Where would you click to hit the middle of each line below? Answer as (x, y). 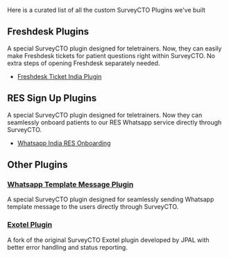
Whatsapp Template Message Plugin (70, 184)
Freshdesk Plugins (48, 31)
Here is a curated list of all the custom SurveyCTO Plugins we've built (107, 10)
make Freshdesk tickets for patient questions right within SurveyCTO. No (111, 55)
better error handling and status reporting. (68, 247)
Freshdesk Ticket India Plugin (59, 76)
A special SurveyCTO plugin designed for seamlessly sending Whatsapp (111, 199)
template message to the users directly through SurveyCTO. (93, 207)
